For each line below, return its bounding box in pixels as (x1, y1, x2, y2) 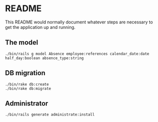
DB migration (5, 69, 45, 77)
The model (5, 39, 39, 47)
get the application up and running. (5, 24, 76, 30)
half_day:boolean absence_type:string (5, 56, 84, 61)
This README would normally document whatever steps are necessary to (5, 19, 153, 25)
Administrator (5, 99, 48, 107)
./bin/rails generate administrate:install (5, 112, 95, 117)
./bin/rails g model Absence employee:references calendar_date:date (5, 51, 150, 56)
